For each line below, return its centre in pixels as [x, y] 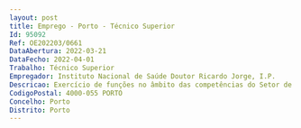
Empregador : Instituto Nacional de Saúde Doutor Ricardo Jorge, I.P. [143, 77]
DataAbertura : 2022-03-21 [58, 51]
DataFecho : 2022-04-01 [52, 59]
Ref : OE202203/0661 [46, 43]
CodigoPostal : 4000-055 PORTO [66, 93]
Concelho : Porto [40, 101]
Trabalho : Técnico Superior [62, 69]
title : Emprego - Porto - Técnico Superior [92, 26]
